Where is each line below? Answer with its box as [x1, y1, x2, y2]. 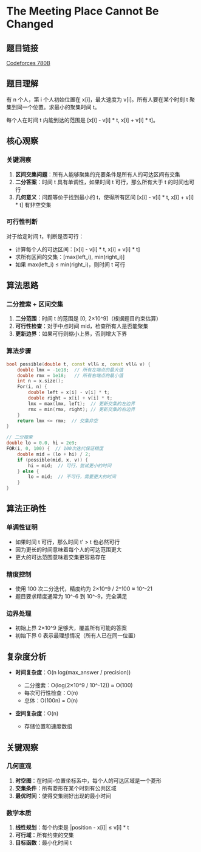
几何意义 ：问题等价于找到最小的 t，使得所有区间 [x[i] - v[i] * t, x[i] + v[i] [15, 193, 194, 201]
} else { [17, 468, 39, 474]
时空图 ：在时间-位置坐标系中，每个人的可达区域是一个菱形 [15, 777, 162, 784]
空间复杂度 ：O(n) [15, 710, 59, 717]
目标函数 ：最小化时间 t [15, 839, 72, 847]
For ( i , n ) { [17, 384, 47, 390]
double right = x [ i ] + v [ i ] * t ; [28, 395, 113, 401]
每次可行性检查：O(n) [24, 689, 78, 697]
